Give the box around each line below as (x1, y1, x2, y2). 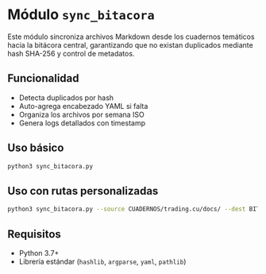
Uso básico (7, 141, 64, 155)
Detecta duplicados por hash (18, 93, 114, 102)
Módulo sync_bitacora (7, 6, 155, 24)
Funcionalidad (7, 71, 80, 85)
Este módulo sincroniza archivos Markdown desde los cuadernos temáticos (7, 32, 255, 41)
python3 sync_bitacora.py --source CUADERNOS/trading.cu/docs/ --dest (7, 205, 246, 214)
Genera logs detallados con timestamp (18, 118, 146, 128)
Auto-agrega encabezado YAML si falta (18, 101, 148, 110)
